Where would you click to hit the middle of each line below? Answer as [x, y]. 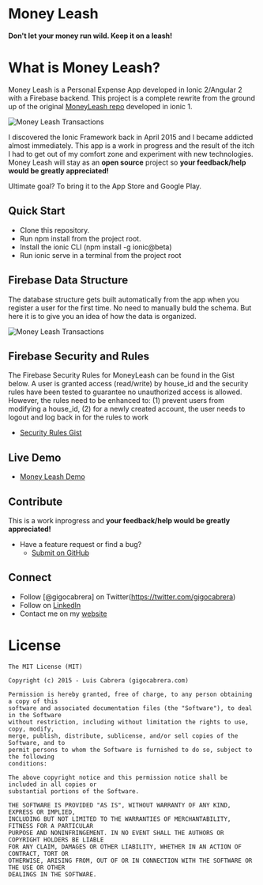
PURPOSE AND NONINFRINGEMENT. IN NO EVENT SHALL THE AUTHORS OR [116, 833]
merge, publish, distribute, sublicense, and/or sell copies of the [123, 736]
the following [32, 757]
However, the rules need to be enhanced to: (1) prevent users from [116, 401]
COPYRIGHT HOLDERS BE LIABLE [56, 840]
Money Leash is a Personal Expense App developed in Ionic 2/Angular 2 [125, 89]
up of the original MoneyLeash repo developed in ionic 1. [100, 106]
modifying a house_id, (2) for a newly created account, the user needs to [127, 409]
